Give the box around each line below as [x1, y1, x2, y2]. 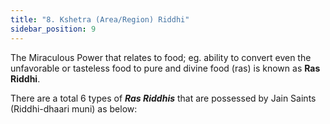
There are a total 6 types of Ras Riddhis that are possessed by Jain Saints [10, 92, 317, 104]
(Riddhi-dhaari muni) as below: [10, 102, 138, 115]
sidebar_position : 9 [10, 24, 97, 34]
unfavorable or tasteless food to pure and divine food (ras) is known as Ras [10, 62, 321, 74]
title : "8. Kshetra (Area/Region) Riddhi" [10, 14, 190, 25]
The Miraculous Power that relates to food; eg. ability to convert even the [10, 51, 312, 63]
